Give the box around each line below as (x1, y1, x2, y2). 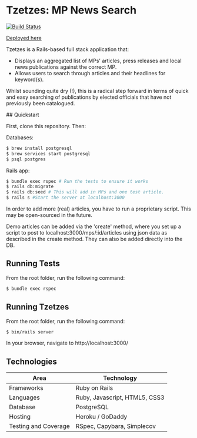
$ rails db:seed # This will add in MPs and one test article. (6, 189, 165, 195)
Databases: (6, 133, 34, 141)
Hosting (9, 413, 31, 421)
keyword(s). (14, 76, 44, 83)
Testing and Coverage (9, 422, 71, 430)
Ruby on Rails (75, 384, 113, 392)
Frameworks (9, 384, 44, 392)
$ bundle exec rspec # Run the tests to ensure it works (6, 178, 149, 184)
